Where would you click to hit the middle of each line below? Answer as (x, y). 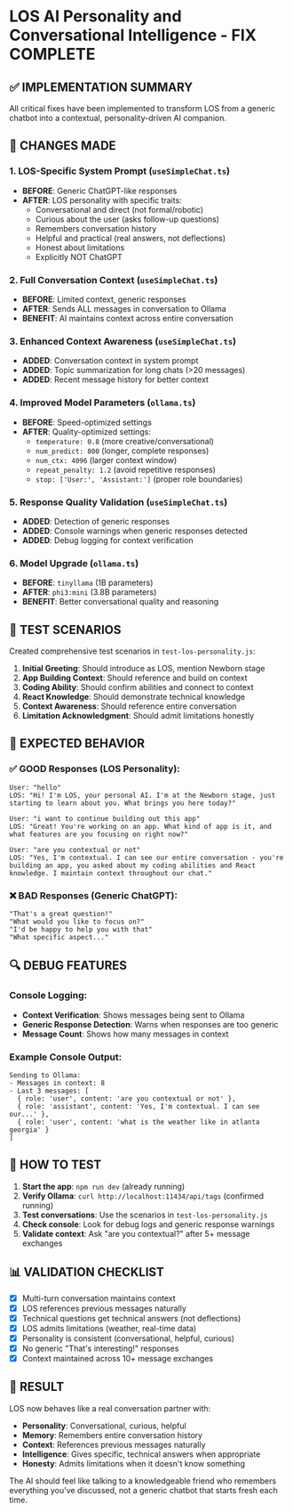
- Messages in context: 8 (57, 1083)
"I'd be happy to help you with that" (81, 929)
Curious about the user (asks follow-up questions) (127, 219)
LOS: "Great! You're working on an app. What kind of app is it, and (141, 826)
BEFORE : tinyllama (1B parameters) (87, 583)
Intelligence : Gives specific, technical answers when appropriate (141, 1454)
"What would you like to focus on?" (77, 922)
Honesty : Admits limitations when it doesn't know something (134, 1463)
